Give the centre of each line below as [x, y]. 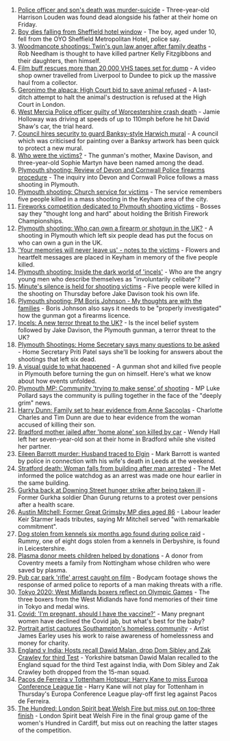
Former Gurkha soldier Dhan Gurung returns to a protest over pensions [118, 497]
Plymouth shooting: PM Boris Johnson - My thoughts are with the [110, 301]
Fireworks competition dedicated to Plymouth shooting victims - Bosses [119, 206]
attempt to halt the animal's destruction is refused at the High [120, 97]
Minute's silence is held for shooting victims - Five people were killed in [118, 286]
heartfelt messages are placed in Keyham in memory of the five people [118, 257]
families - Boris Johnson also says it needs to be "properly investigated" [119, 308]
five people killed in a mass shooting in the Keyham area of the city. [113, 199]
